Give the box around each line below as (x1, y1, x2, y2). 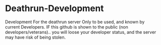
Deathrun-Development (5, 3, 104, 14)
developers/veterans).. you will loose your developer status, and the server (5, 29, 157, 35)
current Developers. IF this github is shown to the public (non (5, 24, 128, 30)
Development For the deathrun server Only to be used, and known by (5, 19, 145, 25)
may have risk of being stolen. (5, 34, 66, 40)
